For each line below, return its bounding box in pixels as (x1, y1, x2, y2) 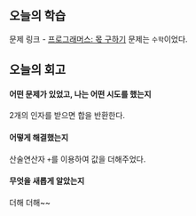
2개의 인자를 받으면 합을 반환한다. (9, 110, 126, 121)
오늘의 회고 (9, 62, 67, 77)
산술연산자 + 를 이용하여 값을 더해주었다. (9, 154, 146, 164)
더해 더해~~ (9, 196, 51, 207)
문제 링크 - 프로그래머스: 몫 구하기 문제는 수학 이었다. (9, 34, 188, 44)
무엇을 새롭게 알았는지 (9, 176, 85, 187)
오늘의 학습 (9, 8, 67, 24)
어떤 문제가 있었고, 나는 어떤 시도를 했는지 (9, 88, 152, 100)
